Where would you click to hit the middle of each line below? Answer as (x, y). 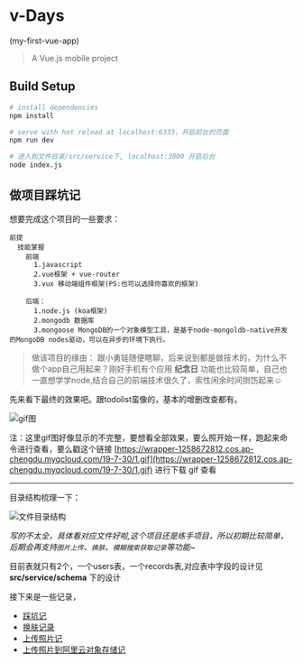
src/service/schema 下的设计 (65, 577)
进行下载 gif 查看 (185, 469)
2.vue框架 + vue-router (76, 274)
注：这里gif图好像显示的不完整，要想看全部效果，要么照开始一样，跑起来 (145, 437)
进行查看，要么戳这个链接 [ (67, 448)
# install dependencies (54, 107)
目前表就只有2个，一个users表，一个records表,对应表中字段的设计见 (136, 566)
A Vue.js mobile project (75, 58)
